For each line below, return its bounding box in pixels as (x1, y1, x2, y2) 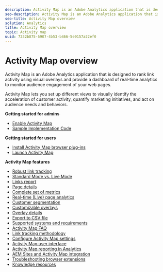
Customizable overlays (12, 204, 58, 210)
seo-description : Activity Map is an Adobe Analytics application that (5, 12, 153, 17)
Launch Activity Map (12, 149, 53, 155)
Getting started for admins (5, 110, 60, 117)
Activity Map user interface (12, 240, 67, 246)
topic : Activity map (5, 30, 47, 35)
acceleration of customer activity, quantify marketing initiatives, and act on (5, 96, 154, 102)
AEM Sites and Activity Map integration (12, 251, 91, 257)
